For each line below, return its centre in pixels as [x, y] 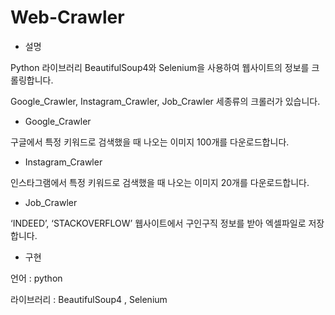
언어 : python [36, 278]
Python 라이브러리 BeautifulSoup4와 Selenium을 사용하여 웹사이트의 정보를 [160, 67]
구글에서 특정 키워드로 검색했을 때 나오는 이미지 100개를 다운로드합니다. [150, 142]
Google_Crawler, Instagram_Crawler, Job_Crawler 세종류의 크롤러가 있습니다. [165, 101]
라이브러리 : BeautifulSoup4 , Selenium [89, 299]
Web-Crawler [67, 17]
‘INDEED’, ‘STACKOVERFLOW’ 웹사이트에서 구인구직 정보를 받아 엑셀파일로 [158, 223]
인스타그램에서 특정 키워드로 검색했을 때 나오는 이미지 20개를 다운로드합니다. [160, 182]
